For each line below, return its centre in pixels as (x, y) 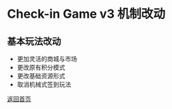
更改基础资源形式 (41, 76)
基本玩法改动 (34, 41)
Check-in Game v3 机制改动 (86, 14)
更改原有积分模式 (41, 67)
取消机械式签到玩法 (44, 84)
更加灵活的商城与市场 (47, 59)
